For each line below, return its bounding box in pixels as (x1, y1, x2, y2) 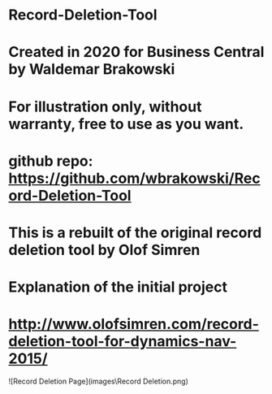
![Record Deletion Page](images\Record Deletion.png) (8, 376, 189, 387)
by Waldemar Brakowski (8, 60, 175, 79)
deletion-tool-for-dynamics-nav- (8, 332, 237, 351)
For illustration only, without (8, 97, 202, 115)
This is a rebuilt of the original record (8, 223, 262, 241)
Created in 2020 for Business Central (8, 43, 265, 62)
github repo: (8, 152, 93, 170)
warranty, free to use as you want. (8, 115, 244, 133)
